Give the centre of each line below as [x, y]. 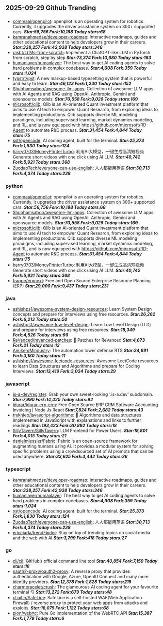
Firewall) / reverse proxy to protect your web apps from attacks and [80, 603]
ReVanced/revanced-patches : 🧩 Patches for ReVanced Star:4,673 [79, 340]
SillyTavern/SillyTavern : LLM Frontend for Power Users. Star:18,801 [80, 430]
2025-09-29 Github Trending [51, 8]
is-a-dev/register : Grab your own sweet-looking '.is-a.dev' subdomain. [83, 394]
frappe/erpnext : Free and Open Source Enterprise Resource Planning [81, 280]
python [14, 186]
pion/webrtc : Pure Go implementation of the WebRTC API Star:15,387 [82, 613]
